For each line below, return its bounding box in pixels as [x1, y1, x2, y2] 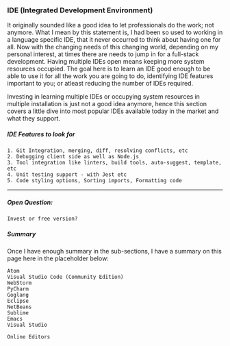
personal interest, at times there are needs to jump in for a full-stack [7, 50, 199, 58]
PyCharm [7, 286, 29, 293]
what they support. [7, 114, 60, 123]
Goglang [7, 292, 29, 299]
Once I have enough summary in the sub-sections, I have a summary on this [7, 247, 222, 256]
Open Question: [7, 198, 53, 206]
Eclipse [7, 297, 29, 305]
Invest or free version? [7, 215, 78, 223]
